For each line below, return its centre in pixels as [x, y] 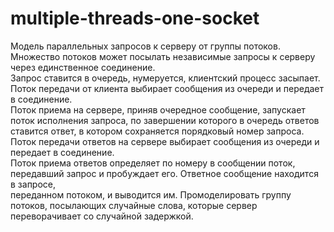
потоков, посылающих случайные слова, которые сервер [134, 205]
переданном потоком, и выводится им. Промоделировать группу [151, 194]
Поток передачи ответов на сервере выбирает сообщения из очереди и [165, 141]
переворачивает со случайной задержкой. [102, 216]
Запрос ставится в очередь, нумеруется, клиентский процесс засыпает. [165, 78]
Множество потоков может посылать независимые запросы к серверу [163, 56]
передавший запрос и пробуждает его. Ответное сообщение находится [164, 173]
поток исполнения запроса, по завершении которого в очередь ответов [165, 120]
